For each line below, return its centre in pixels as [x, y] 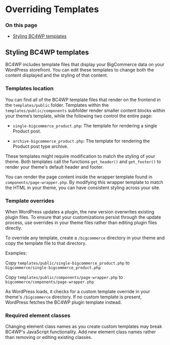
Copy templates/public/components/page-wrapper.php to [64, 277]
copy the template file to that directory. [46, 243]
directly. [14, 228]
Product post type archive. [40, 146]
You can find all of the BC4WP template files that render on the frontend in [83, 100]
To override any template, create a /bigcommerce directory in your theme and [85, 238]
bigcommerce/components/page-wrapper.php [50, 282]
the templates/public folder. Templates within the [57, 105]
